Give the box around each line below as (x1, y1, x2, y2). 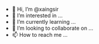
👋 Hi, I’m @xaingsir (11, 6, 59, 12)
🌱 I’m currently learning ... (11, 18, 76, 25)
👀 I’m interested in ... (11, 12, 63, 19)
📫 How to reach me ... (11, 32, 68, 38)
